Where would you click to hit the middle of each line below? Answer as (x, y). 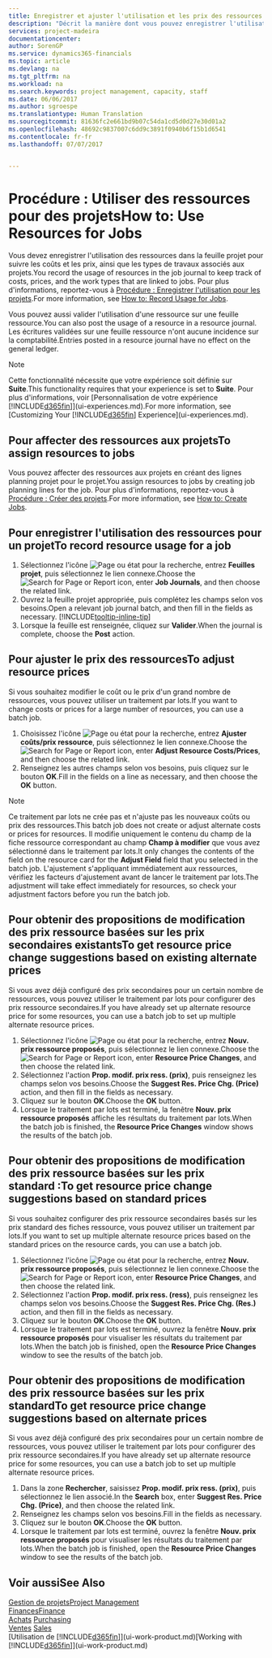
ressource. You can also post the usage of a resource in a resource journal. (133, 323)
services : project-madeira (54, 31)
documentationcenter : (45, 39)
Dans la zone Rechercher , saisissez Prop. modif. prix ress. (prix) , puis (138, 1488)
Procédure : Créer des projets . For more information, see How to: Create (128, 499)
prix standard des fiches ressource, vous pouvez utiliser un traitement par (132, 1227)
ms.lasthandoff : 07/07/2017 (56, 144)
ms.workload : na (36, 84)
